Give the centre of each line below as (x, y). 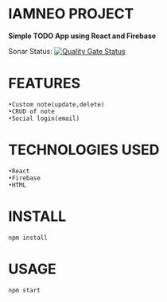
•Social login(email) (44, 118)
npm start (25, 290)
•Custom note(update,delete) (56, 104)
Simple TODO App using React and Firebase (82, 36)
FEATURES (45, 83)
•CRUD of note (32, 111)
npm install (28, 238)
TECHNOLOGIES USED (84, 150)
